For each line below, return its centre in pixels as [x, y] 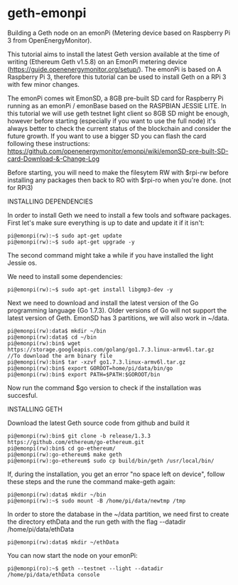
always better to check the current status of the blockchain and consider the [119, 128]
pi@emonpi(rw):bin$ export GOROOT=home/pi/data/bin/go [90, 368]
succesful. [23, 395]
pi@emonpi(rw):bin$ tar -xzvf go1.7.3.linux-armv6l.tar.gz [97, 362]
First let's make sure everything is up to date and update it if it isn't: [106, 223]
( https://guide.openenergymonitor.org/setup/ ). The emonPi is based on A [114, 69]
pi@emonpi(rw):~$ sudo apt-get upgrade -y [71, 242]
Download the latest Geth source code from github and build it [98, 423]
